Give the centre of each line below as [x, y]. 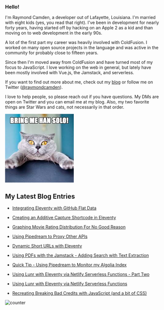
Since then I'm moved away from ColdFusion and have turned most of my [79, 62]
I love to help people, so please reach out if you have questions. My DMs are [82, 97]
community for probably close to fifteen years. [52, 53]
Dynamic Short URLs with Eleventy [47, 246]
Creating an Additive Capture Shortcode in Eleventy [64, 218]
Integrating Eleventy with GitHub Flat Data [54, 208]
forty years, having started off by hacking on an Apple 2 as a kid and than [79, 28]
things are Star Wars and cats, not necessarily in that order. [65, 107]
